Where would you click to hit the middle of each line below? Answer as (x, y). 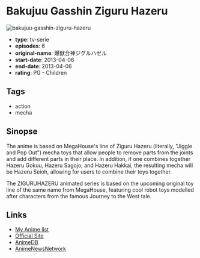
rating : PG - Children (41, 72)
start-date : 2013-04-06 (44, 60)
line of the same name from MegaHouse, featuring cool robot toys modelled (100, 190)
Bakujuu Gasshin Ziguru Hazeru (87, 11)
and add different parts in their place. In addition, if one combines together (98, 159)
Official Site (29, 236)
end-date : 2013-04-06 (43, 66)
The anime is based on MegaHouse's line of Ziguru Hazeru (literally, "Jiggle (99, 146)
